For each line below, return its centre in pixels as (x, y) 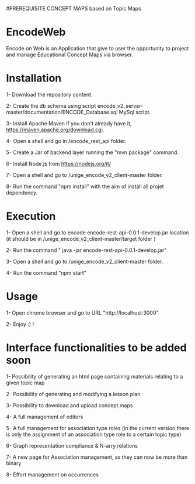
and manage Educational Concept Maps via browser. (69, 54)
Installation (34, 78)
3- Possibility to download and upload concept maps (69, 405)
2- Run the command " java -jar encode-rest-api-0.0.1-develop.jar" (86, 250)
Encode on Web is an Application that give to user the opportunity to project (97, 48)
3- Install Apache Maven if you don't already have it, (69, 123)
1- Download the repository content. (49, 94)
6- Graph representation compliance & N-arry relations (72, 445)
